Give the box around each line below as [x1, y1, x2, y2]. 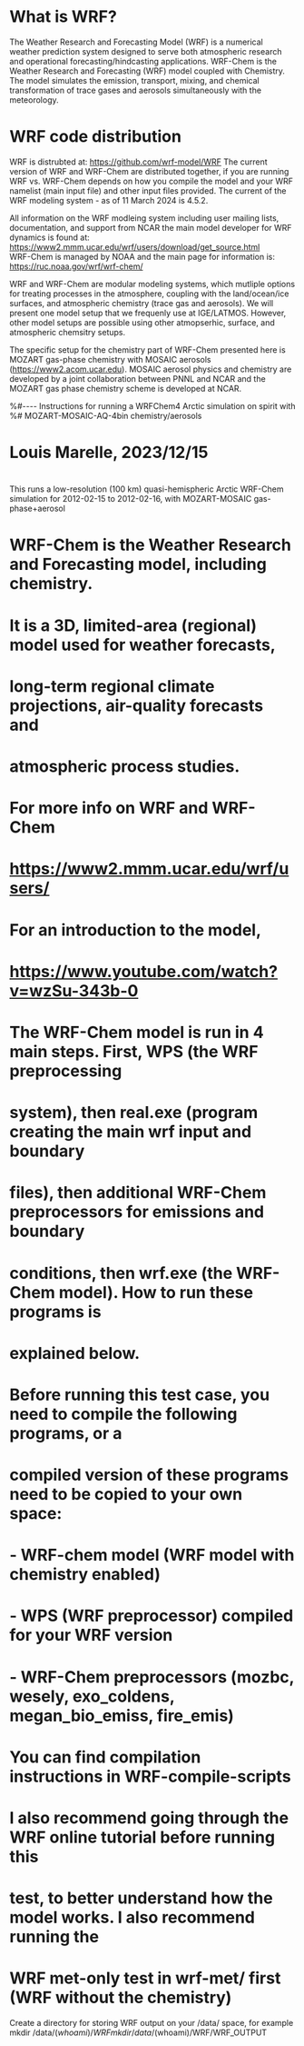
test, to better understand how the [9, 1888, 274, 1909]
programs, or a [9, 1422, 123, 1443]
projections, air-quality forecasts [9, 695, 264, 715]
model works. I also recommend [9, 1907, 256, 1928]
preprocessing [9, 1061, 123, 1081]
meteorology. [9, 94, 59, 105]
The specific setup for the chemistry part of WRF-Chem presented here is [9, 344, 286, 355]
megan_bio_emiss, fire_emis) [9, 1705, 234, 1726]
